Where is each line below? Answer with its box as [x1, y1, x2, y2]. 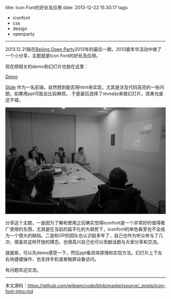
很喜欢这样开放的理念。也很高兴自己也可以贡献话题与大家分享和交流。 [14, 239, 161, 245]
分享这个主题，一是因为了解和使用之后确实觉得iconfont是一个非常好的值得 [5, 219, 161, 226]
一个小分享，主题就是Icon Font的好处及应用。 [5, 53, 101, 59]
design [12, 26, 27, 32]
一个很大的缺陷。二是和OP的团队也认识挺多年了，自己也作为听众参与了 [9, 232, 159, 238]
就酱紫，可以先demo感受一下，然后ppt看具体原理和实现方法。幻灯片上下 [5, 250, 158, 256]
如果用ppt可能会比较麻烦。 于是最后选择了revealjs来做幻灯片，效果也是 [14, 91, 164, 96]
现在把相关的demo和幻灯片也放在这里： [5, 63, 89, 69]
